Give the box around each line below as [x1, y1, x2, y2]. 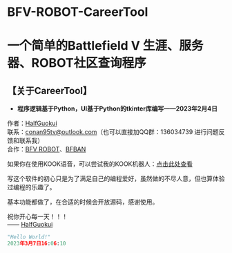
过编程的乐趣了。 [7, 183, 56, 191]
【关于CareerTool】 [7, 84, 92, 97]
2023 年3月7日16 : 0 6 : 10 [7, 240, 66, 247]
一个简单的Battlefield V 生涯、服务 [7, 38, 204, 54]
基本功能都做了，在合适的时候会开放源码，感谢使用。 [7, 198, 159, 206]
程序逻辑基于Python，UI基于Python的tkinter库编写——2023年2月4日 [17, 104, 218, 113]
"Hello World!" [7, 234, 51, 241]
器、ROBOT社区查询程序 [7, 55, 146, 71]
